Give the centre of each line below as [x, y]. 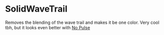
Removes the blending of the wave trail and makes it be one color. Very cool [82, 22]
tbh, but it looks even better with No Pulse [48, 27]
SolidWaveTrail [36, 9]
